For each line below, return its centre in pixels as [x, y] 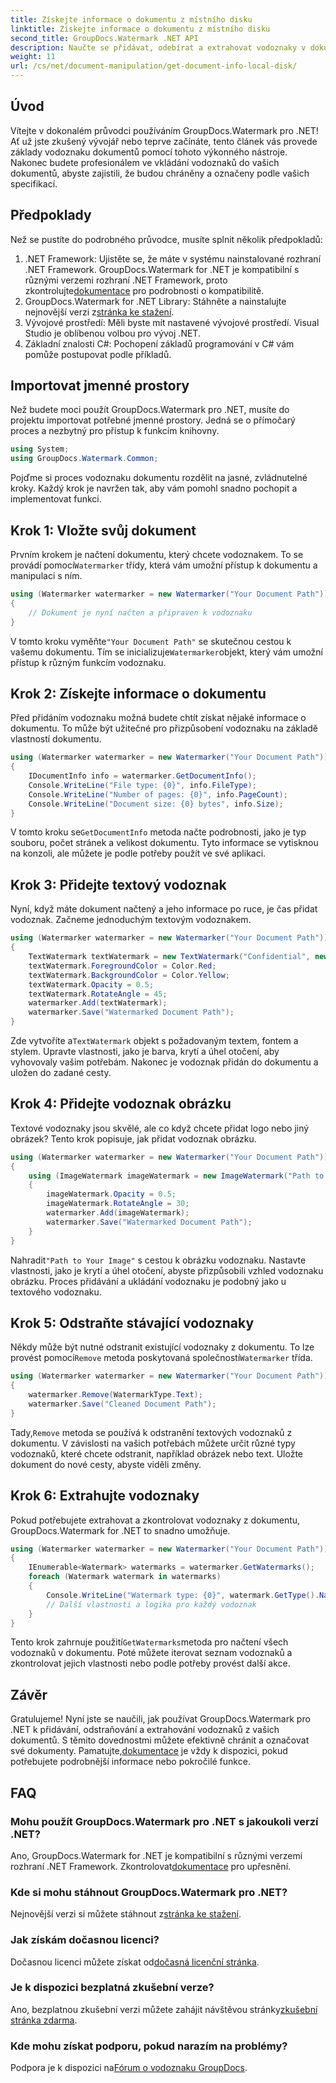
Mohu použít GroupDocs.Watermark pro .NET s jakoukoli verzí [164, 1821]
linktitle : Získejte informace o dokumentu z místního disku [140, 29]
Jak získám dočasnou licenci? [85, 1940]
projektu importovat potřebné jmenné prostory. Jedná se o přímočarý [153, 420]
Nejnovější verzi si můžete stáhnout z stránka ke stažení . [126, 1914]
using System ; [40, 449]
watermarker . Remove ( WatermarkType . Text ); [115, 1395]
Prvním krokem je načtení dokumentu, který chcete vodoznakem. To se [157, 554]
